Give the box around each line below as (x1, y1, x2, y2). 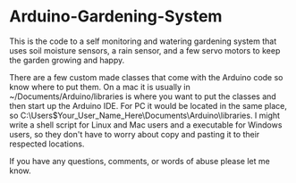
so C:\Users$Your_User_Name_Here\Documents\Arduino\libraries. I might (9, 110, 280, 121)
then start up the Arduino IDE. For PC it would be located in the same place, (9, 100, 288, 111)
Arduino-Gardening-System (9, 6, 223, 27)
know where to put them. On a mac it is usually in (9, 81, 190, 92)
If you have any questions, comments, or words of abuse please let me (9, 155, 270, 166)
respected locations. (9, 138, 85, 149)
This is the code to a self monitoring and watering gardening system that (9, 36, 277, 46)
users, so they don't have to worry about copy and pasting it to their (9, 129, 260, 139)
